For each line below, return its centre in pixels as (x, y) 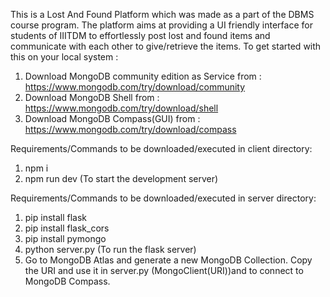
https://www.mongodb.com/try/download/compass (130, 129)
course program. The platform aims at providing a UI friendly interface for (161, 25)
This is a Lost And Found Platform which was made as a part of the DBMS (162, 14)
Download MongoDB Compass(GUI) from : (112, 118)
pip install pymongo (65, 238)
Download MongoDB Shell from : (92, 97)
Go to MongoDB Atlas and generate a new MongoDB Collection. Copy (168, 260)
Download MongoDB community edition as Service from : (143, 76)
